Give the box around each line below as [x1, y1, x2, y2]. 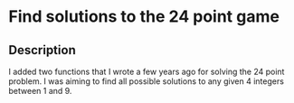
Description [8, 42, 76, 58]
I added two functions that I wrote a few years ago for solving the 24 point [8, 66, 285, 77]
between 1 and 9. [8, 86, 72, 96]
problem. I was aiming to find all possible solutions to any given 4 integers [8, 76, 284, 87]
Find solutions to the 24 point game [8, 6, 280, 27]
